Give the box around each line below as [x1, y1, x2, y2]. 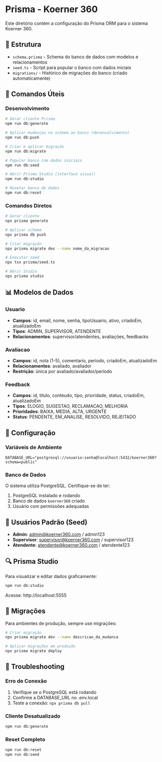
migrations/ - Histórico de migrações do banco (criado [12, 70, 128, 76]
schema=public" [5, 459, 37, 464]
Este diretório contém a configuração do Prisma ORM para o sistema [5, 20, 148, 26]
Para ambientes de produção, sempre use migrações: [5, 620, 117, 626]
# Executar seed [5, 255, 39, 260]
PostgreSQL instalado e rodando [12, 493, 81, 499]
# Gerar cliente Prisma [5, 116, 56, 122]
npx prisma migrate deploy [5, 648, 62, 654]
